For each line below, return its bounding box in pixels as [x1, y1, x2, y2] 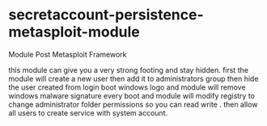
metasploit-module [8, 23, 140, 41]
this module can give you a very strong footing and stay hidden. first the [8, 65, 249, 74]
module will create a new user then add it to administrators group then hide [8, 73, 259, 83]
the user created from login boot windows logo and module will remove [8, 82, 246, 92]
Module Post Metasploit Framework [8, 49, 127, 59]
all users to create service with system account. [8, 107, 168, 118]
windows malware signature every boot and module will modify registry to [8, 90, 255, 100]
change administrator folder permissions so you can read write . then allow [8, 99, 258, 109]
